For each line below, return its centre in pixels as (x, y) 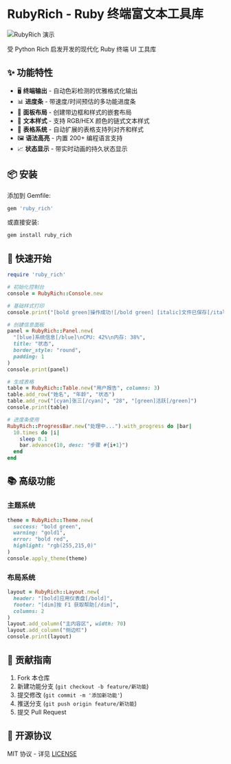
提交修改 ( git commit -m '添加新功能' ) (69, 695)
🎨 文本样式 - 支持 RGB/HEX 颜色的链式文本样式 (83, 120)
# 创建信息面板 (26, 325)
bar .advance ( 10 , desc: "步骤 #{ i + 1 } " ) (74, 445)
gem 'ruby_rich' (30, 208)
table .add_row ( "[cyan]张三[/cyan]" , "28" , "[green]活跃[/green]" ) (102, 401)
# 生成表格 (21, 382)
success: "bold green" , (47, 526)
